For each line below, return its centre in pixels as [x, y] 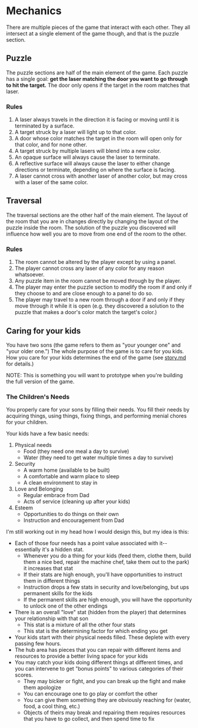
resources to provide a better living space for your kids [81, 656]
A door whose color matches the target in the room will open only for [98, 138]
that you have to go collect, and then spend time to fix [89, 719]
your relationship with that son [51, 619]
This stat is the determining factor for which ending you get [95, 631]
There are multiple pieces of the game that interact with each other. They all [98, 27]
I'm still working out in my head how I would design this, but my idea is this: [98, 532]
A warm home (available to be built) [67, 470]
